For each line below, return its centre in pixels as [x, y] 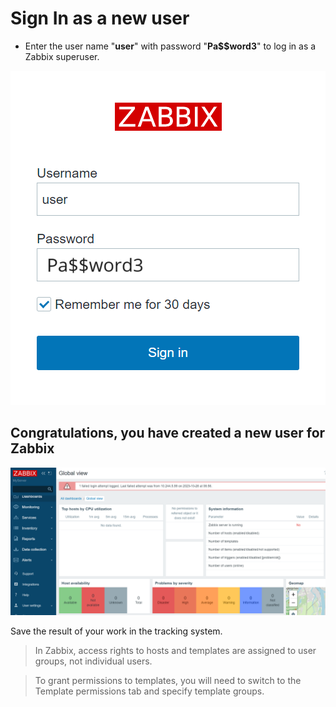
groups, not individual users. [93, 661]
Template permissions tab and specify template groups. [149, 691]
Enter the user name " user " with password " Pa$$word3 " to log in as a [170, 46]
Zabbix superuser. [62, 56]
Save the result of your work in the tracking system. [116, 631]
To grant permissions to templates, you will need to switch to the [168, 680]
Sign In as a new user [100, 18]
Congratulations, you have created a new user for [168, 433]
